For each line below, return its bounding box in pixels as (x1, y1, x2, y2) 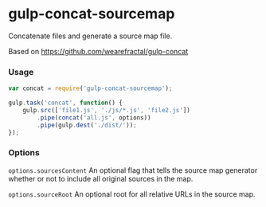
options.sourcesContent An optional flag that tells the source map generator (8, 165, 258, 175)
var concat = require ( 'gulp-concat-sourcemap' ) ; (8, 84, 173, 92)
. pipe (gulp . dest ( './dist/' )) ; (37, 121, 137, 129)
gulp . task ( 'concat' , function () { (8, 99, 123, 107)
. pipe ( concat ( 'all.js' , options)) (37, 113, 151, 122)
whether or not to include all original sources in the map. (8, 174, 194, 183)
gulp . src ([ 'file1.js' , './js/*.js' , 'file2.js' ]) (22, 106, 191, 114)
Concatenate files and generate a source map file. (8, 31, 173, 41)
